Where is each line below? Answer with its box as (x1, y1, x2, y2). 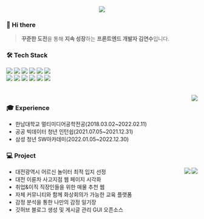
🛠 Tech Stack (6, 51, 48, 59)
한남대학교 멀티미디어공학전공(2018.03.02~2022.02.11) (15, 120, 148, 127)
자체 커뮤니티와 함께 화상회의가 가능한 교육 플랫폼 (15, 191, 132, 198)
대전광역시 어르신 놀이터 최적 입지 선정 (15, 168, 106, 175)
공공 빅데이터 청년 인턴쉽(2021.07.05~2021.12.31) (15, 127, 134, 135)
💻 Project (6, 151, 36, 160)
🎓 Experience (6, 103, 50, 112)
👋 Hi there (6, 21, 36, 29)
